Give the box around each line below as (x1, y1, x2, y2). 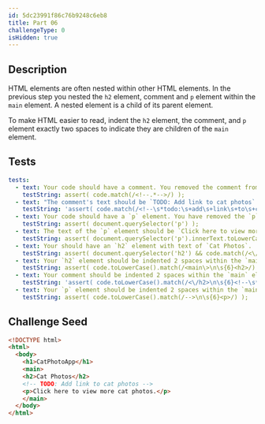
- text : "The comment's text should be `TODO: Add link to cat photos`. (15, 198, 259, 206)
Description (8, 62, 67, 76)
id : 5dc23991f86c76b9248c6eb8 (8, 11, 108, 20)
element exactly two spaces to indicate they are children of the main (8, 124, 229, 134)
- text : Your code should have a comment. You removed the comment (15, 183, 242, 192)
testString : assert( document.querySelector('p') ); (22, 220, 200, 229)
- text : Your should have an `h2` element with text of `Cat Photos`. (15, 242, 252, 250)
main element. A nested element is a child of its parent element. (8, 100, 214, 110)
